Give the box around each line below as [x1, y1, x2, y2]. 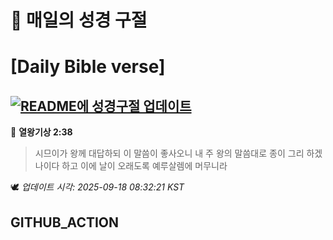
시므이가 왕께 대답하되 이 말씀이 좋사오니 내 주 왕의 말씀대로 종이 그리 [34, 147, 305, 160]
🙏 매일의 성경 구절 [10, 9, 148, 32]
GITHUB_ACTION [10, 214, 120, 231]
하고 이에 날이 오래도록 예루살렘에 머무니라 [61, 160, 228, 172]
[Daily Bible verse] [10, 56, 166, 78]
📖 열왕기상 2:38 [10, 126, 73, 138]
